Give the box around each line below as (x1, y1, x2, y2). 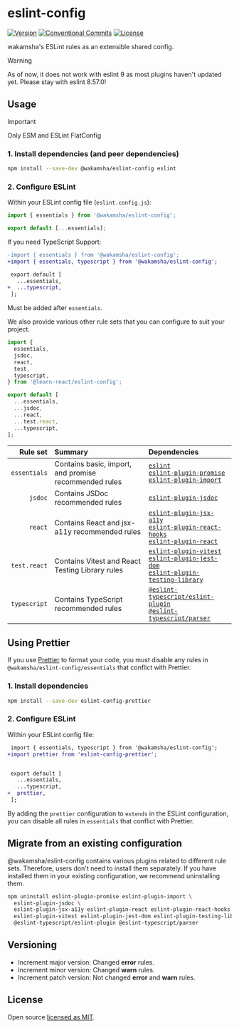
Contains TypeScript (54, 595, 123, 605)
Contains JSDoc (54, 488, 109, 498)
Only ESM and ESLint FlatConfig (7, 130, 102, 140)
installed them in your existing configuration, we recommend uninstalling (7, 871, 221, 880)
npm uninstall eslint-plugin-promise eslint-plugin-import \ (7, 893, 193, 900)
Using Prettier (7, 637, 70, 649)
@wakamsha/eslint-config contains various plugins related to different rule (7, 856, 226, 865)
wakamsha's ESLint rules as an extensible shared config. (7, 42, 174, 51)
